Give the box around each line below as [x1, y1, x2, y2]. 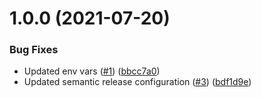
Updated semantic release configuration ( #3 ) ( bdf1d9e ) [23, 76, 252, 88]
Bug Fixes [9, 43, 59, 57]
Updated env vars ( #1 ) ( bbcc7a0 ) [23, 65, 161, 77]
